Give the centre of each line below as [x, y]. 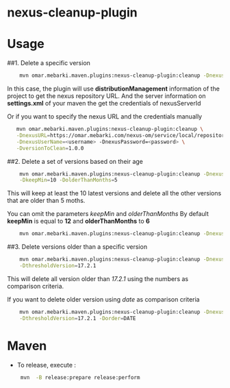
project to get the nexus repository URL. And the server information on [106, 96]
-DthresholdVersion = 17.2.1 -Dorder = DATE [78, 318]
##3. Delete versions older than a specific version [77, 247]
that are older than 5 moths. [46, 201]
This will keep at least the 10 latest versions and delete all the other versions [114, 193]
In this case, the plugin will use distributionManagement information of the [114, 88]
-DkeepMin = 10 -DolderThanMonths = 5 [68, 180]
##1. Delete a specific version [49, 63]
